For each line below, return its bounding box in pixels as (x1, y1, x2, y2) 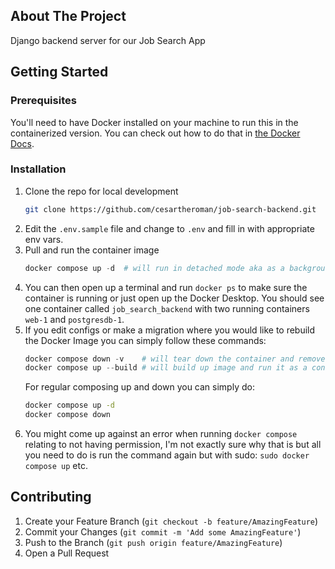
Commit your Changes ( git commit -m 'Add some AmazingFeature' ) (24, 525, 302, 538)
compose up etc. (24, 460, 88, 472)
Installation (10, 162, 67, 176)
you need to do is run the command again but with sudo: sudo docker (24, 449, 310, 461)
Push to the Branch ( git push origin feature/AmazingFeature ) (24, 536, 283, 548)
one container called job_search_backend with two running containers (24, 302, 310, 314)
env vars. (24, 233, 64, 245)
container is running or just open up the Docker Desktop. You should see (24, 292, 325, 304)
